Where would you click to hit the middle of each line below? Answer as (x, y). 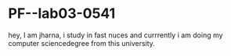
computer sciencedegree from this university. (81, 43)
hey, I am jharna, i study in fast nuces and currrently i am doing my (115, 35)
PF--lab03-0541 (62, 14)
